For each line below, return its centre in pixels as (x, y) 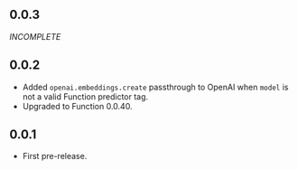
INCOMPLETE (35, 36)
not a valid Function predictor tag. (85, 96)
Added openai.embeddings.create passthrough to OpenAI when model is (155, 87)
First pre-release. (55, 156)
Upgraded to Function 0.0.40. (77, 106)
